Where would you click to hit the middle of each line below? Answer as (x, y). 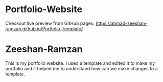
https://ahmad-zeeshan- (121, 23)
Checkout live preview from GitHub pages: (50, 23)
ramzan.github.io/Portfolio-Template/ (44, 28)
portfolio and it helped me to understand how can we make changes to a (82, 68)
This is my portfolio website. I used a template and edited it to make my (80, 63)
